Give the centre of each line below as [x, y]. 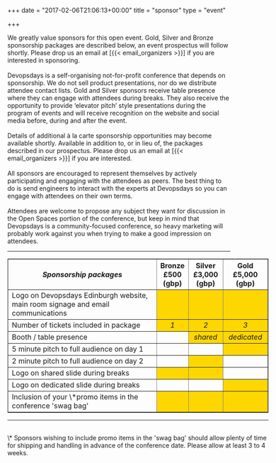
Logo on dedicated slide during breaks [76, 385]
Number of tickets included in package [76, 325]
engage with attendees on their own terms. [70, 196]
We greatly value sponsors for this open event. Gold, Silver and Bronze [110, 38]
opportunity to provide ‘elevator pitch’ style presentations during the [107, 105]
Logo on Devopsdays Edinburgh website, [80, 295]
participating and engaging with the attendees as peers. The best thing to [114, 181]
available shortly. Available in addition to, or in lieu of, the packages [105, 143]
